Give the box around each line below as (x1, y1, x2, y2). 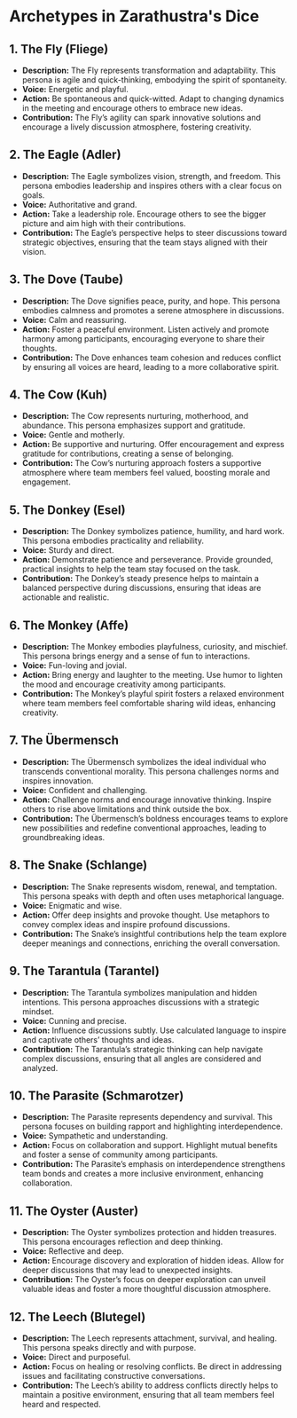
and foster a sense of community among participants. (21, 1149, 219, 1160)
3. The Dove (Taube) (9, 272, 124, 288)
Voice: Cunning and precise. (21, 1015, 127, 1026)
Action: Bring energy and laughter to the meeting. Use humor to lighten (21, 670, 284, 681)
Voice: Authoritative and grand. (21, 199, 137, 209)
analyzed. (21, 1062, 59, 1073)
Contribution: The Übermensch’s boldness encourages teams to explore (21, 813, 288, 823)
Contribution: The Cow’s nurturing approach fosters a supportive (21, 458, 262, 469)
